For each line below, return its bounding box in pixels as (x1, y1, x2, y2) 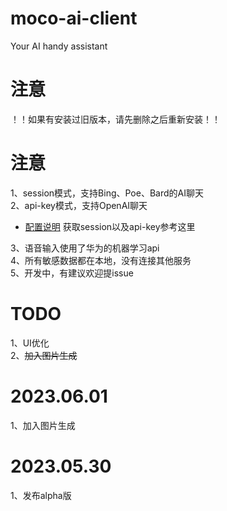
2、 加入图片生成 (10, 349, 78, 361)
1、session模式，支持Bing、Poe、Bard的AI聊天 (10, 187, 204, 199)
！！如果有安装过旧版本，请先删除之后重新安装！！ (10, 113, 221, 125)
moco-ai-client (10, 7, 138, 30)
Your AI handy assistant (10, 40, 108, 52)
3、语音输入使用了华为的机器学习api (10, 242, 160, 254)
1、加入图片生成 (10, 419, 76, 431)
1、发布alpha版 (10, 489, 72, 501)
